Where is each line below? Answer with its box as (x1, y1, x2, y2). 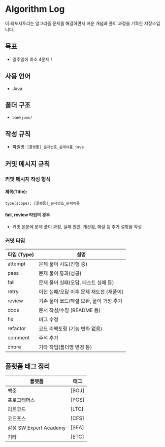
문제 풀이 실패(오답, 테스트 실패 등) (38, 279, 114, 286)
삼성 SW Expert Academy (7, 424, 66, 431)
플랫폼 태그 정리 (5, 362, 50, 370)
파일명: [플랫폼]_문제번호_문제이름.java (12, 144, 84, 150)
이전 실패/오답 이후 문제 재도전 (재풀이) (38, 288, 124, 295)
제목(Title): (5, 189, 28, 195)
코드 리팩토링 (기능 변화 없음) (38, 325, 102, 332)
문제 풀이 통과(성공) (38, 270, 82, 277)
